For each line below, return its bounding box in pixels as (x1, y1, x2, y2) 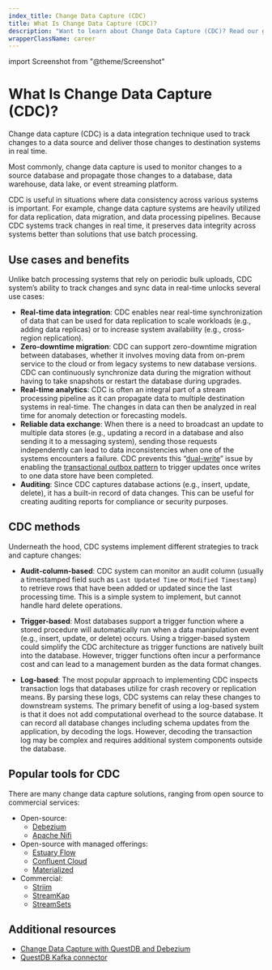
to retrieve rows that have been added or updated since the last (19, 583, 232, 592)
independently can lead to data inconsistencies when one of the (19, 445, 235, 455)
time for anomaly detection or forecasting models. (19, 411, 188, 420)
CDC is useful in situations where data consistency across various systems (8, 195, 259, 205)
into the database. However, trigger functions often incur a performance (19, 650, 261, 660)
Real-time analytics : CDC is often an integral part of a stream (19, 385, 227, 394)
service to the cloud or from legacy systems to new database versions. (19, 359, 257, 369)
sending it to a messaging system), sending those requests (19, 437, 218, 446)
